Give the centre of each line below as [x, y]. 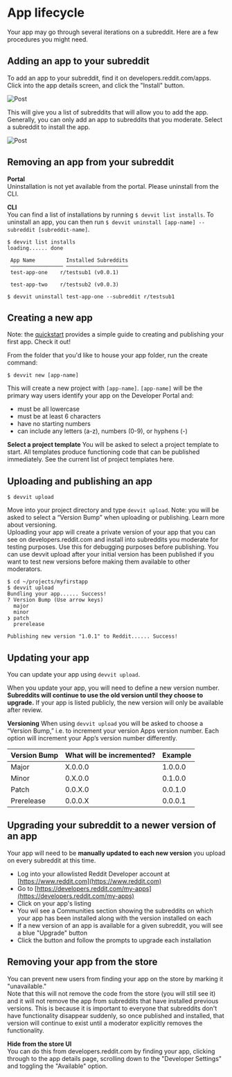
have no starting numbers [54, 424]
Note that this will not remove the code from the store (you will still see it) [111, 993]
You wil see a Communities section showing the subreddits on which [115, 910]
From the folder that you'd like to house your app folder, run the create [108, 355]
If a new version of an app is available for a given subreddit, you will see [120, 925]
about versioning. [32, 525]
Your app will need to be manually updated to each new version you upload [116, 853]
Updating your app [48, 658]
